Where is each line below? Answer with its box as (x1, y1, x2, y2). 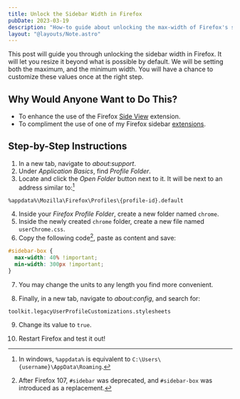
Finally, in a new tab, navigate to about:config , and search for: (18, 294, 200, 303)
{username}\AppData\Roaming (18, 364, 102, 371)
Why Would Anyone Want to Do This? (8, 93, 177, 105)
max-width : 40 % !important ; (14, 254, 98, 261)
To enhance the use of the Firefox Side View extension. (18, 112, 181, 121)
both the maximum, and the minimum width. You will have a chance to (8, 65, 214, 73)
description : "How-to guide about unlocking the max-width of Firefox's (8, 24, 229, 31)
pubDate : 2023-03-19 (8, 17, 70, 24)
